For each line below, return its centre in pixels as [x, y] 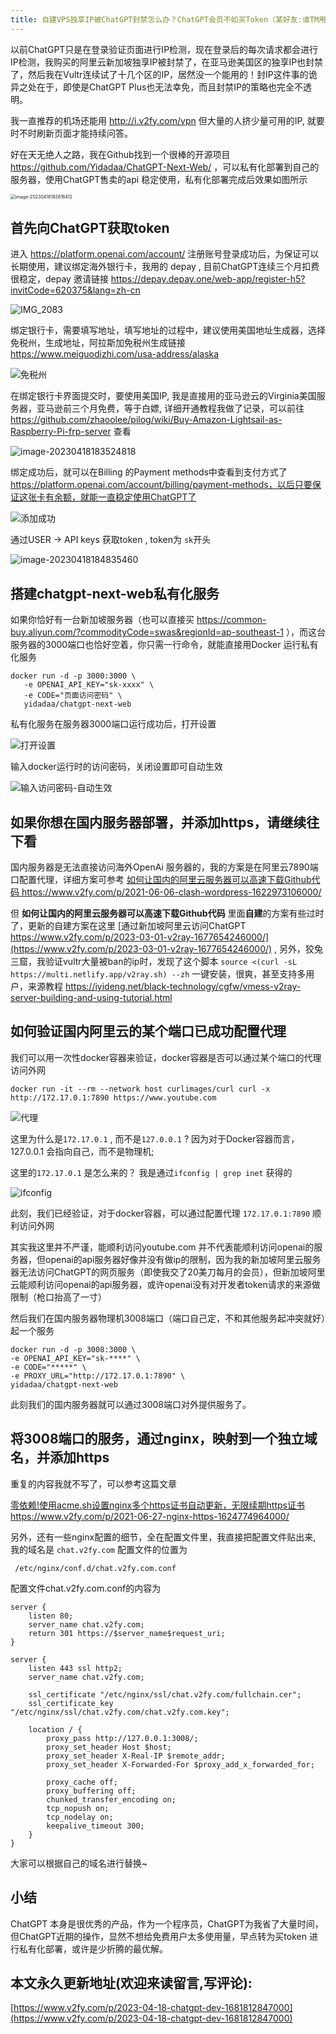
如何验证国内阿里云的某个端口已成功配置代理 [148, 1031]
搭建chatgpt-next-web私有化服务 [115, 593]
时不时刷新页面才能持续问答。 [71, 133]
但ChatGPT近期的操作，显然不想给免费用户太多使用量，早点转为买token [159, 1936]
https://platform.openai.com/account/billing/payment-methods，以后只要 [161, 485]
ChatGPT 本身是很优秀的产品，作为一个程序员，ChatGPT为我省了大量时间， [167, 1923]
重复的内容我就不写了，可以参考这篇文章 [93, 1483]
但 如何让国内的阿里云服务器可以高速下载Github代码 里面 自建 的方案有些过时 [167, 913]
